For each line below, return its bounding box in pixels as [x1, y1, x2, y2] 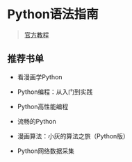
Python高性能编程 [17, 102, 69, 111]
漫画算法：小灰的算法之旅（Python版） [17, 131, 130, 140]
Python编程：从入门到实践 [17, 88, 93, 96]
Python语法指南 [7, 6, 99, 22]
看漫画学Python [17, 72, 63, 81]
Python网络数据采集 [17, 147, 75, 155]
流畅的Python [17, 117, 57, 125]
